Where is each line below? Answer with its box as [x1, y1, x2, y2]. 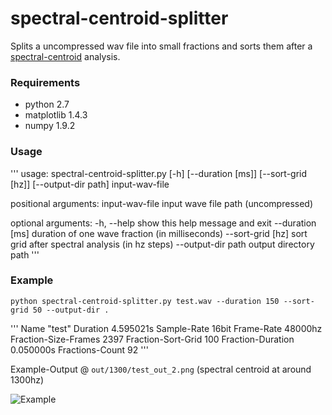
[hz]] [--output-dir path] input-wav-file [10, 178, 170, 190]
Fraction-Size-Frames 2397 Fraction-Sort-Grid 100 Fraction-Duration [10, 333, 295, 345]
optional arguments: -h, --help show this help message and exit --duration [10, 217, 317, 229]
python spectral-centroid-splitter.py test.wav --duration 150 [10, 296, 280, 306]
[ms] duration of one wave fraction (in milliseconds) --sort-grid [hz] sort [10, 227, 308, 239]
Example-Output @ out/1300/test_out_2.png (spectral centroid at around [10, 363, 312, 375]
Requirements [10, 75, 81, 89]
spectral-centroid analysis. [10, 50, 121, 62]
